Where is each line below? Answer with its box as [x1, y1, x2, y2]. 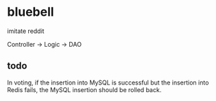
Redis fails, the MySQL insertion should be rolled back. [7, 85, 162, 93]
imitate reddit [7, 27, 45, 35]
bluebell [7, 4, 54, 20]
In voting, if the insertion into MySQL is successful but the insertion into [7, 78, 209, 87]
